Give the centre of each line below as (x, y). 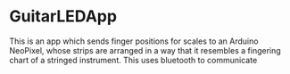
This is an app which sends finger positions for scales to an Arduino (134, 41)
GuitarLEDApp (63, 16)
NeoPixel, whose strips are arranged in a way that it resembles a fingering (145, 50)
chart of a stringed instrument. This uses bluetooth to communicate (133, 60)
